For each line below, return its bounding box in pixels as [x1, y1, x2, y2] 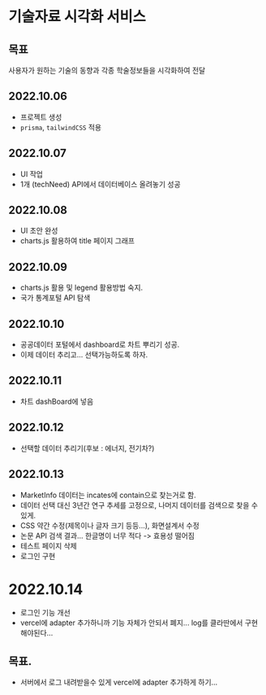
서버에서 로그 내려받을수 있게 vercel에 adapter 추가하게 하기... [19, 677, 218, 688]
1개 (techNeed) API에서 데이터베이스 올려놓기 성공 [19, 179, 181, 189]
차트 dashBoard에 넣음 [19, 396, 94, 406]
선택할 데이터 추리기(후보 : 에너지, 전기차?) [19, 443, 155, 452]
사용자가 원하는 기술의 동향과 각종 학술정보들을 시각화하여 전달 [8, 66, 206, 75]
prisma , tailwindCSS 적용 [19, 122, 102, 132]
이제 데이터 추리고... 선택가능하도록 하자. [19, 350, 148, 360]
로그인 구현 [19, 551, 56, 561]
